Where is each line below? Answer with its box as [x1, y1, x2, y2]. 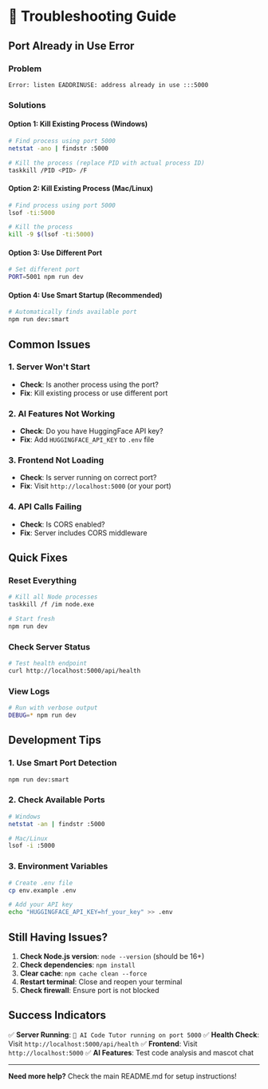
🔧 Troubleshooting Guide [8, 7, 177, 26]
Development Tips [8, 733, 101, 747]
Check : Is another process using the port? [19, 380, 160, 389]
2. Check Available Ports [8, 794, 105, 805]
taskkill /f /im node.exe [8, 601, 94, 609]
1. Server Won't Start [8, 361, 90, 372]
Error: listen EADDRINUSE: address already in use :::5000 [8, 81, 209, 89]
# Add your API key [8, 900, 73, 909]
